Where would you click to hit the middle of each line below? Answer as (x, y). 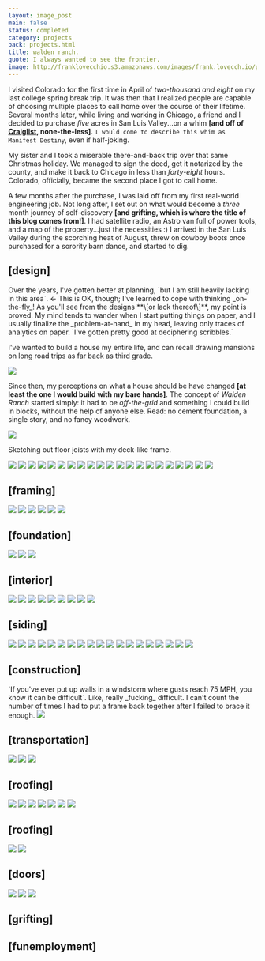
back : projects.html (42, 45)
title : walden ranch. (44, 52)
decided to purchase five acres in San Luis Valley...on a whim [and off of (126, 122)
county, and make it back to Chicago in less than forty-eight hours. (117, 171)
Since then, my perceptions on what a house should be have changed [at (127, 386)
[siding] (28, 625)
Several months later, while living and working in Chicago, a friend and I (125, 115)
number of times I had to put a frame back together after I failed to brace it (129, 706)
